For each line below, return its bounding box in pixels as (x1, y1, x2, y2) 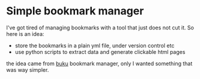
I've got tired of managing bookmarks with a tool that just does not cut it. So (6, 24, 194, 31)
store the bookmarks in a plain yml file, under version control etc (14, 42, 175, 49)
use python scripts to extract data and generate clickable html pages (14, 48, 186, 55)
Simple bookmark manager (6, 4, 144, 18)
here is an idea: (6, 30, 44, 37)
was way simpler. (6, 66, 49, 73)
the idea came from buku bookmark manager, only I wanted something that (6, 60, 193, 67)
